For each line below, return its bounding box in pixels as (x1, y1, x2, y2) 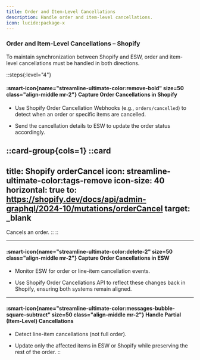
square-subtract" (6, 311, 51, 318)
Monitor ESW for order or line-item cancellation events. (14, 267, 151, 275)
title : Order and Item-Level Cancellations (6, 8, 116, 15)
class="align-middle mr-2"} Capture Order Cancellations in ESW (6, 254, 170, 261)
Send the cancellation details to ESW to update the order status (14, 122, 171, 129)
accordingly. (14, 128, 46, 136)
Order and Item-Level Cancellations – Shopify (6, 39, 140, 48)
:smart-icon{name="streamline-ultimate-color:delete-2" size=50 (6, 248, 173, 255)
